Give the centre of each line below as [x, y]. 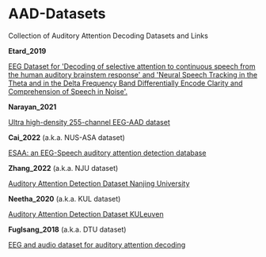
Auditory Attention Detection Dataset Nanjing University [99, 183]
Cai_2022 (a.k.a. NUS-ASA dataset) [66, 137]
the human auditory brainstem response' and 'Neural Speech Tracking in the [133, 74]
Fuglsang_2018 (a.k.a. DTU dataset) [67, 229]
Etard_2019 [27, 51]
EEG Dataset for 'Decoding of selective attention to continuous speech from [132, 66]
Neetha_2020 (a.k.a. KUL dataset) [65, 198]
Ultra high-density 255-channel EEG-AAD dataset [89, 122]
